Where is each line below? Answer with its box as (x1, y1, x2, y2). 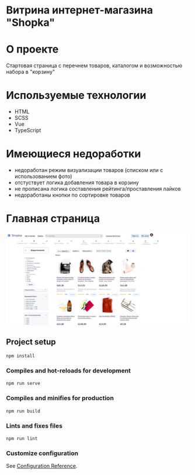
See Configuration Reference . (6, 463, 78, 470)
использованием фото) (14, 173, 72, 180)
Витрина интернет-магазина (6, 4, 154, 17)
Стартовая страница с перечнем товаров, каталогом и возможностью (6, 62, 183, 69)
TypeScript (14, 127, 41, 134)
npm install (6, 353, 35, 359)
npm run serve (6, 381, 41, 387)
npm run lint (6, 436, 38, 442)
